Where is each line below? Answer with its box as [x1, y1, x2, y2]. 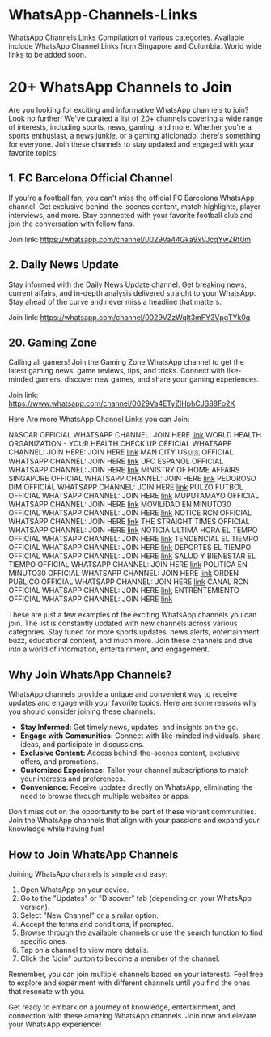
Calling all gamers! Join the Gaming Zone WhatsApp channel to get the [8, 357, 245, 367]
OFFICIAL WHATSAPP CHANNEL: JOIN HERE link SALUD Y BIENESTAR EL [8, 551, 256, 561]
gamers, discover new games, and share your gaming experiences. [35, 374, 260, 384]
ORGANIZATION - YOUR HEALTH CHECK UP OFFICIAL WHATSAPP [8, 439, 232, 449]
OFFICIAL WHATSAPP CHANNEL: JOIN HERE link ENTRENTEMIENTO [8, 586, 240, 595]
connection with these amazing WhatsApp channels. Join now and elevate [8, 1010, 256, 1020]
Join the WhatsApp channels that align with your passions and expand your [8, 816, 260, 826]
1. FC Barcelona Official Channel [8, 172, 173, 186]
